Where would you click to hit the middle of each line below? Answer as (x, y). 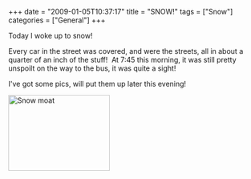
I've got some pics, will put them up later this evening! (97, 84)
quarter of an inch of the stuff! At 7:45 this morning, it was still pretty (122, 60)
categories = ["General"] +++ (57, 20)
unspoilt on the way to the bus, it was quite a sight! (92, 68)
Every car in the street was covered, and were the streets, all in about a (126, 51)
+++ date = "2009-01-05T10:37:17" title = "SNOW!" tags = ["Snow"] (121, 12)
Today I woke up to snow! (51, 36)
